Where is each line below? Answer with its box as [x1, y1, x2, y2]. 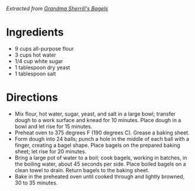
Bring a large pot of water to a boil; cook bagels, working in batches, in [14, 154, 187, 161]
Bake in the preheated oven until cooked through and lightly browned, [14, 173, 185, 180]
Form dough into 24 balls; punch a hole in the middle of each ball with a [14, 135, 190, 142]
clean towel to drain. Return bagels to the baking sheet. [14, 166, 149, 173]
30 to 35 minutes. [14, 179, 58, 186]
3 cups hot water [14, 51, 56, 58]
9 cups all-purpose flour [14, 45, 74, 52]
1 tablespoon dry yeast [14, 64, 70, 71]
